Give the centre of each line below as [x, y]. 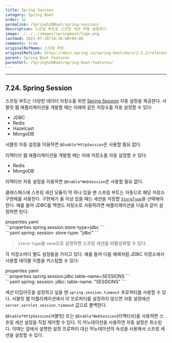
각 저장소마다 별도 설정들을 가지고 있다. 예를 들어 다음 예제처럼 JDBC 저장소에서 [85, 254]
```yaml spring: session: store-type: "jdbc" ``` [52, 233]
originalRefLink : [24, 53]
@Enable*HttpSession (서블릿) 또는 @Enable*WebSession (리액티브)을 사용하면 [82, 316]
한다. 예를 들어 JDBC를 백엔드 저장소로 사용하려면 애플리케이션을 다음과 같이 [82, 205]
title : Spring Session [29, 10]
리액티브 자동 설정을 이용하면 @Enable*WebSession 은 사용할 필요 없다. [74, 182]
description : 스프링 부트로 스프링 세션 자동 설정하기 [56, 29]
